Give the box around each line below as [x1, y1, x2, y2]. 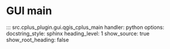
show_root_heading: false [6, 36, 70, 43]
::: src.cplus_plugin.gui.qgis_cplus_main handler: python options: [6, 24, 165, 31]
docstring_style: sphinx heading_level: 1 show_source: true [6, 30, 150, 37]
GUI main [6, 4, 52, 18]
